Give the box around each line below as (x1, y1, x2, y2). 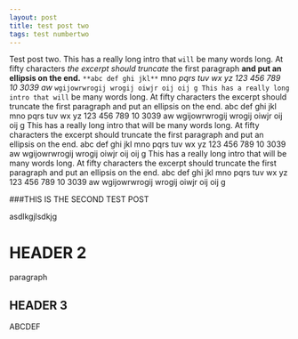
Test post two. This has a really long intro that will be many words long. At (9, 54, 284, 65)
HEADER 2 (9, 242, 87, 262)
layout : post (9, 12, 58, 22)
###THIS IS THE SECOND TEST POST (9, 194, 149, 205)
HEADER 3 (9, 297, 68, 312)
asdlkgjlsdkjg (9, 211, 58, 222)
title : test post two (9, 21, 90, 30)
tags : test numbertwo (9, 29, 90, 38)
